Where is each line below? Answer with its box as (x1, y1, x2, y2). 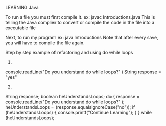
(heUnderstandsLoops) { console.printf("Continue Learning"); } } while (5, 110, 152, 115)
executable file (5, 25, 36, 31)
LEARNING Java (5, 5, 39, 10)
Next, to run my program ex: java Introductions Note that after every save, (5, 35, 159, 40)
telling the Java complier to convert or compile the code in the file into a (5, 20, 155, 25)
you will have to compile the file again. (5, 40, 85, 46)
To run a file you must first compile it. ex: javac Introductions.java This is (5, 14, 155, 20)
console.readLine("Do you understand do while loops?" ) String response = (5, 69, 162, 75)
